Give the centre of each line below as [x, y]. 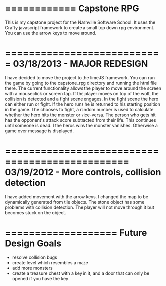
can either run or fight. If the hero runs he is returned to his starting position [83, 104]
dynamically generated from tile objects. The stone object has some [75, 202]
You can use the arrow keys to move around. [51, 33]
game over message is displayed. [39, 131]
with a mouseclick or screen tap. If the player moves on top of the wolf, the [82, 93]
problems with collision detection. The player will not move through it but [80, 207]
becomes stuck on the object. [36, 212]
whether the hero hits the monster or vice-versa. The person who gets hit [80, 115]
